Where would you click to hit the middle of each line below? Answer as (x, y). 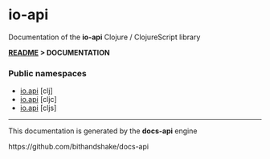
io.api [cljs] (38, 108)
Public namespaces (47, 73)
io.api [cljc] (39, 100)
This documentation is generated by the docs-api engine (103, 131)
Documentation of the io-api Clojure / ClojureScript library (104, 37)
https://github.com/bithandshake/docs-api (79, 147)
